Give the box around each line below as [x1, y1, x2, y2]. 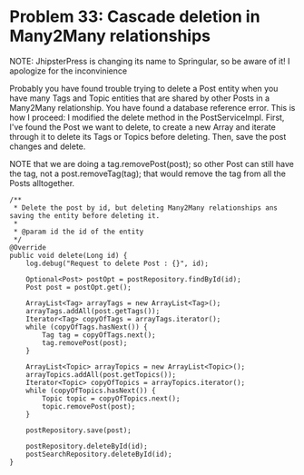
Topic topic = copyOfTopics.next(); [42, 393, 181, 403]
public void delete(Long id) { [9, 251, 128, 260]
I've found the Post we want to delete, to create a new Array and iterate [9, 121, 277, 133]
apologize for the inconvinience [9, 65, 128, 76]
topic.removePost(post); [42, 401, 136, 411]
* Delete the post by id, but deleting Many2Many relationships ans [13, 203, 279, 213]
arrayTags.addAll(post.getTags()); [25, 306, 161, 315]
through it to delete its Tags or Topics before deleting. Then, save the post [9, 131, 287, 142]
